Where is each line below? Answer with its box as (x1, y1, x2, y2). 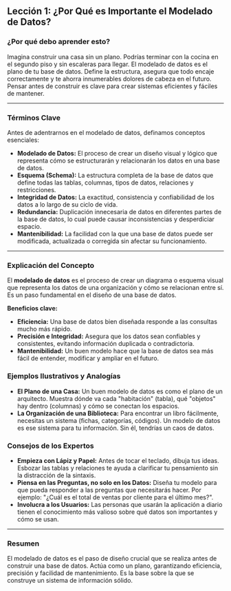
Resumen (7, 539, 40, 548)
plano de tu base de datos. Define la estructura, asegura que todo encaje (7, 67, 214, 75)
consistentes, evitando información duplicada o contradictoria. (16, 340, 195, 348)
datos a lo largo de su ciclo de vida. (16, 200, 118, 209)
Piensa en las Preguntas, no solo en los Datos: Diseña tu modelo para (16, 478, 217, 486)
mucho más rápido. (16, 325, 72, 333)
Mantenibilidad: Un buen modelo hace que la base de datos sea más (16, 347, 214, 355)
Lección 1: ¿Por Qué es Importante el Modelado (7, 6, 213, 17)
